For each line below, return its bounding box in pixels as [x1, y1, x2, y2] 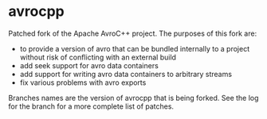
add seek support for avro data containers [19, 60, 159, 70]
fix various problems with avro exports [19, 78, 147, 87]
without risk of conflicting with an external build [19, 52, 177, 62]
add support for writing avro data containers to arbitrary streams [19, 69, 233, 79]
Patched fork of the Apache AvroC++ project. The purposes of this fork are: [8, 29, 257, 38]
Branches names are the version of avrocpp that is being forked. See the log [8, 93, 259, 102]
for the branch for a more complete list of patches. [8, 102, 174, 111]
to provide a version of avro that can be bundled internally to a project [19, 44, 249, 53]
